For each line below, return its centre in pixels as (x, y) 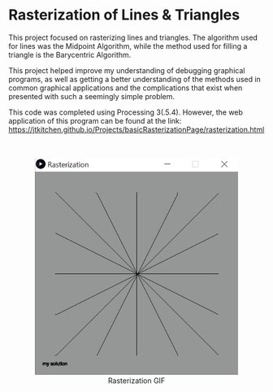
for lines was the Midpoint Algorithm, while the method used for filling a (128, 46)
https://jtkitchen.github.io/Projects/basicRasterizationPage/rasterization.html (136, 129)
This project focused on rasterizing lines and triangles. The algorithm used (133, 37)
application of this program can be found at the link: (95, 120)
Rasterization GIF (136, 381)
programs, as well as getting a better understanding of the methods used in (135, 79)
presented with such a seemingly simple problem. (92, 96)
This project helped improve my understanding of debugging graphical (127, 70)
